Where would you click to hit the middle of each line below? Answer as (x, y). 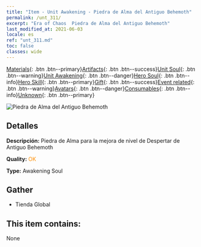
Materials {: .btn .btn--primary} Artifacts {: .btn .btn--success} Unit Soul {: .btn (101, 69)
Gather (20, 190)
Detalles (22, 126)
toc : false (20, 46)
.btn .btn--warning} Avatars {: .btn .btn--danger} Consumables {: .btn (90, 88)
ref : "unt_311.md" (30, 40)
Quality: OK (21, 159)
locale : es (20, 35)
